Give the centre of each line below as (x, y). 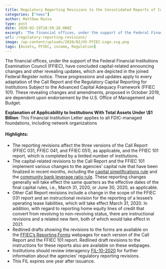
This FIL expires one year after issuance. (54, 261)
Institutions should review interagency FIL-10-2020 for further (75, 250)
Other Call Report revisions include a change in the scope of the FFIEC (84, 192)
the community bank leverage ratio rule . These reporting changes (79, 177)
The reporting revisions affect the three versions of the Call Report (80, 145)
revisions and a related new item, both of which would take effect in (81, 219)
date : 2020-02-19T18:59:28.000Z (38, 28)
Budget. (13, 103)
